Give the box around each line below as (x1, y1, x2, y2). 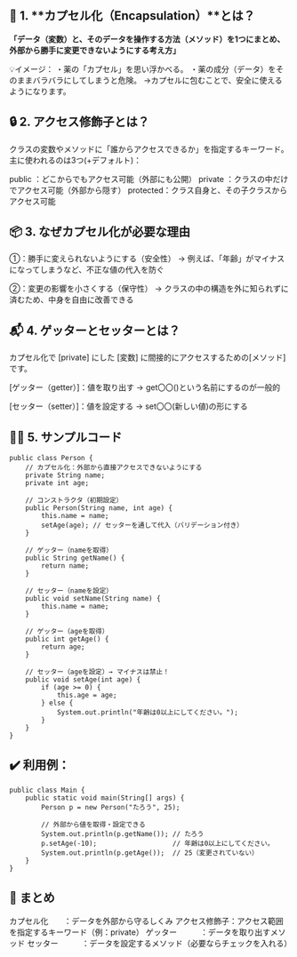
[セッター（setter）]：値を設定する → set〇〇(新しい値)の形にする (9, 401, 248, 411)
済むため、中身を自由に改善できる (9, 294, 134, 305)
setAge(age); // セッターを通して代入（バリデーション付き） (41, 521, 244, 530)
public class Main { (9, 786, 86, 794)
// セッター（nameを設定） (25, 586, 113, 595)
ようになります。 (9, 85, 71, 96)
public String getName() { (25, 554, 125, 562)
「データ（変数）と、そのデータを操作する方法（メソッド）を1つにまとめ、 (9, 34, 285, 44)
